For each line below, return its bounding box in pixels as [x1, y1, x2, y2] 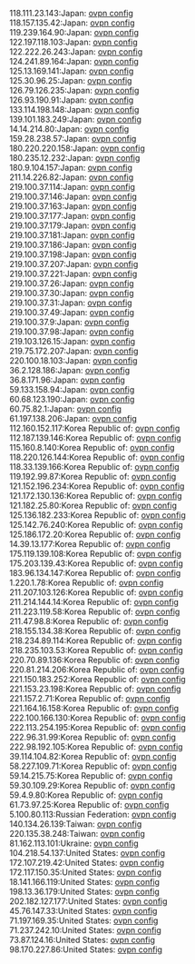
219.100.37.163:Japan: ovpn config [9, 201, 138, 212]
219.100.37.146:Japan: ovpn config [9, 191, 138, 202]
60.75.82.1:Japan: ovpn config [9, 403, 122, 414]
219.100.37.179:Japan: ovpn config [9, 220, 137, 231]
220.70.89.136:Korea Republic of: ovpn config [9, 654, 180, 665]
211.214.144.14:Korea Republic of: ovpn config [9, 597, 180, 607]
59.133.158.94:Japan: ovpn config [9, 384, 135, 394]
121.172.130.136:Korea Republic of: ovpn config [9, 491, 183, 501]
